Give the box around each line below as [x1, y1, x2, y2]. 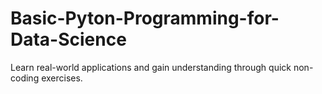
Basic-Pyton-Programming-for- [10, 7, 280, 30]
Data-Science [10, 28, 127, 51]
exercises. [41, 72, 83, 84]
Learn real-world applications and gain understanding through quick [10, 61, 292, 73]
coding [10, 72, 40, 84]
